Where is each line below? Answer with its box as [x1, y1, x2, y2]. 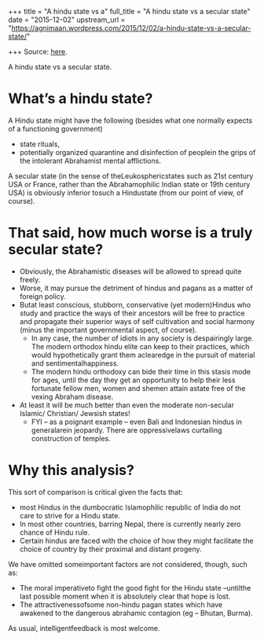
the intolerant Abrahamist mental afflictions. [19, 156, 161, 165]
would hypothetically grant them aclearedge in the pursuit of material [31, 350, 255, 359]
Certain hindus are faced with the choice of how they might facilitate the [19, 536, 254, 545]
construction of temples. [31, 433, 112, 443]
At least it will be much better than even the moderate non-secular [19, 400, 234, 410]
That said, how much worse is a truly [8, 224, 253, 242]
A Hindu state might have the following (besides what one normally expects [8, 116, 253, 125]
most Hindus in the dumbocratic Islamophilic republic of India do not [19, 503, 241, 512]
